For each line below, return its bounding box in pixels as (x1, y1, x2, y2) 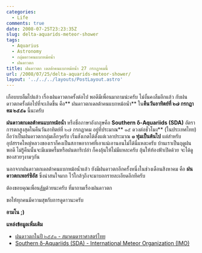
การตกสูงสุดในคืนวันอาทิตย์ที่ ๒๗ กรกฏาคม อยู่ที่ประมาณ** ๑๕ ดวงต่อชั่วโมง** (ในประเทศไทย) (6, 126, 197, 133)
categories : (6, 8, 36, 15)
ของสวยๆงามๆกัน (6, 153, 40, 161)
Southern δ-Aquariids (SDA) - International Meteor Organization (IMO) (15, 240, 190, 247)
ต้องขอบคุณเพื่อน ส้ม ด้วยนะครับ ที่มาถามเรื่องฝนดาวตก (6, 184, 112, 192)
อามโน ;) (6, 209, 25, 216)
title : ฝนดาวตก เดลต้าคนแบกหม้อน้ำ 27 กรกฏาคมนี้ (6, 65, 108, 72)
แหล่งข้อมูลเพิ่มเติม (6, 221, 44, 228)
